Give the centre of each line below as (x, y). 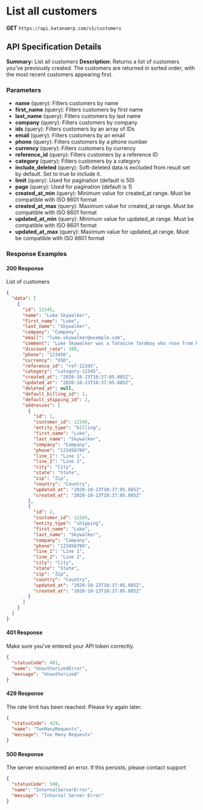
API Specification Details (54, 47)
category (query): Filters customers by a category (78, 161)
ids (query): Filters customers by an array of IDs (75, 129)
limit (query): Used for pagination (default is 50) (75, 180)
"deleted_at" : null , (48, 388)
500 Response (25, 754)
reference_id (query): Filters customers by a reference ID (86, 155)
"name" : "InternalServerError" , (53, 790)
